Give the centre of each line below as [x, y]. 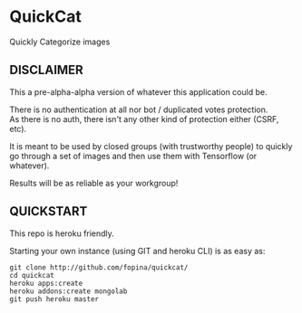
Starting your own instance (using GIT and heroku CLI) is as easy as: [137, 251]
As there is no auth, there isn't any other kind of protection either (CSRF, [144, 119]
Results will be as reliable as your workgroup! [94, 183]
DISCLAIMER [46, 70]
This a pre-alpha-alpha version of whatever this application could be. [138, 91]
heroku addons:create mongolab [68, 291]
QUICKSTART [49, 211]
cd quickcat [32, 275]
